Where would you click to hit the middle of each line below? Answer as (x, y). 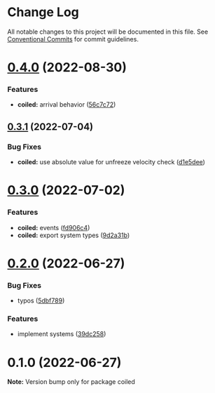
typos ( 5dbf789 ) (41, 301)
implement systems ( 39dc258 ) (62, 334)
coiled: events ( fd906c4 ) (54, 227)
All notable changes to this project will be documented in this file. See (108, 32)
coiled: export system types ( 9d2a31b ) (74, 235)
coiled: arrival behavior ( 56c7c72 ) (67, 105)
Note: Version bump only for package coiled (71, 382)
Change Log (43, 12)
